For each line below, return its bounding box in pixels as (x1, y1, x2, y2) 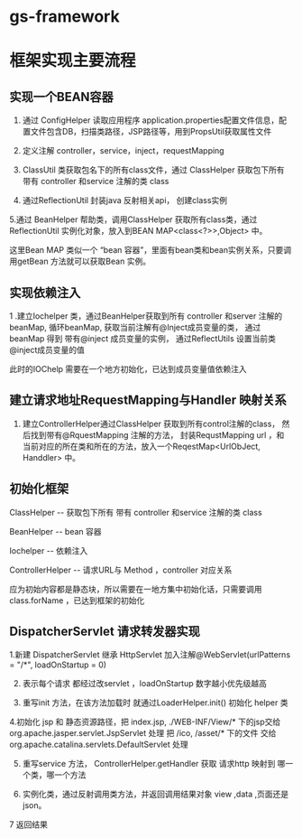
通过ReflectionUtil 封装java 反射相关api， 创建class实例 (22, 195, 228, 206)
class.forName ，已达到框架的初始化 (9, 594, 145, 606)
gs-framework (9, 6, 120, 27)
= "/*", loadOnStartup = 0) (9, 659, 106, 670)
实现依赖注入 (9, 284, 81, 300)
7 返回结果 (9, 819, 48, 830)
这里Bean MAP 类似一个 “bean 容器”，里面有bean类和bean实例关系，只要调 (9, 245, 291, 256)
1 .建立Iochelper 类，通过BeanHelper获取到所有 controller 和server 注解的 (9, 311, 282, 321)
